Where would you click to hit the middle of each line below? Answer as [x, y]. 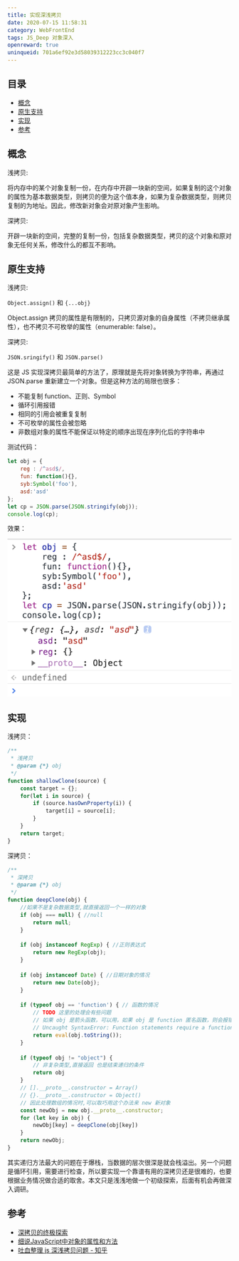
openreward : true [33, 45]
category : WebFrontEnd [41, 30]
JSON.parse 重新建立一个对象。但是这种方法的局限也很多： [95, 381]
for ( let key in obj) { [55, 1118]
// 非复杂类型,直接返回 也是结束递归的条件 [89, 1065]
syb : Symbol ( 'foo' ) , [49, 484]
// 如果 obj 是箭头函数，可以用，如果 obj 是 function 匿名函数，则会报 [131, 1020]
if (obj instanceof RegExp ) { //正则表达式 [83, 945]
